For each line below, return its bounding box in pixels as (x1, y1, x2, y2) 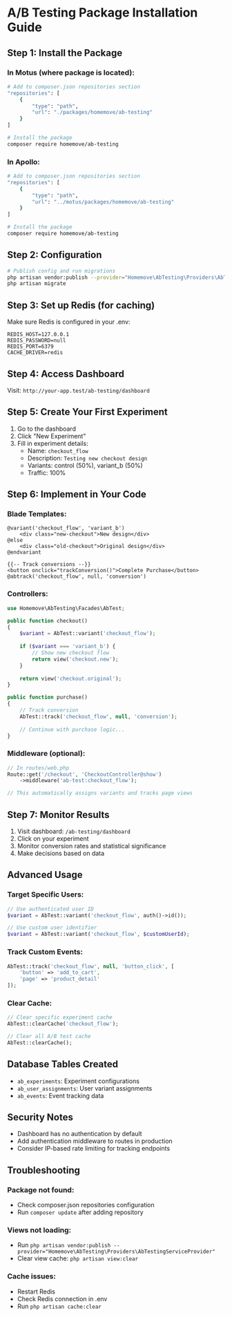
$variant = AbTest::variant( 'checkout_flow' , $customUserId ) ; (7, 930, 190, 938)
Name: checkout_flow (27, 447, 88, 455)
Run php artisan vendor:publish (17, 1241, 111, 1249)
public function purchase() (7, 694, 88, 701)
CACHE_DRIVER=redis (7, 349, 64, 356)
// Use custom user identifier (7, 924, 97, 931)
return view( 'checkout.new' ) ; (32, 656, 119, 663)
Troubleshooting (7, 1164, 81, 1176)
